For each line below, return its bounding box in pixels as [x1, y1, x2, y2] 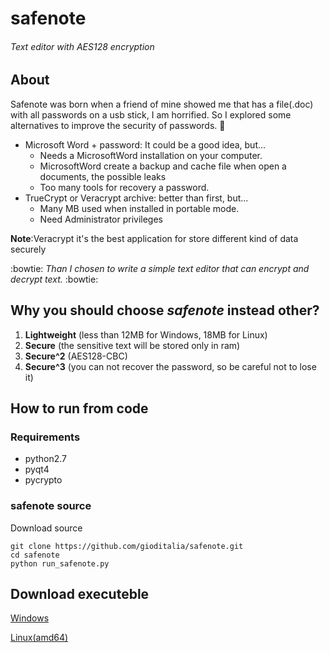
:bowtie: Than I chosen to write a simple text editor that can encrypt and [10, 262, 310, 274]
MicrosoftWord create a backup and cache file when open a [39, 160, 287, 172]
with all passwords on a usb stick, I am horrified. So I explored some [10, 108, 292, 121]
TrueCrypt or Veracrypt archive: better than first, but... [24, 192, 249, 204]
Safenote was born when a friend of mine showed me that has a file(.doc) [10, 98, 314, 110]
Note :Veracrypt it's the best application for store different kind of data [10, 232, 299, 244]
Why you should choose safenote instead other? [10, 302, 320, 319]
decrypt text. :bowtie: [10, 273, 99, 285]
